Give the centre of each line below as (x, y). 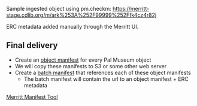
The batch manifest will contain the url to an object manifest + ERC (106, 79)
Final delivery (32, 45)
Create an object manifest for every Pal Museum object (83, 60)
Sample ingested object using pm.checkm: (59, 9)
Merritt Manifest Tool (32, 97)
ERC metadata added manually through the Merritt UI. (72, 27)
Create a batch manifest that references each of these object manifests (103, 72)
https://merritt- (131, 9)
